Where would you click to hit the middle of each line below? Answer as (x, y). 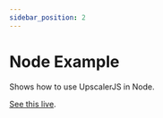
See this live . (33, 104)
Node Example (64, 61)
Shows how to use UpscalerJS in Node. (82, 87)
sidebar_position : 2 (48, 17)
